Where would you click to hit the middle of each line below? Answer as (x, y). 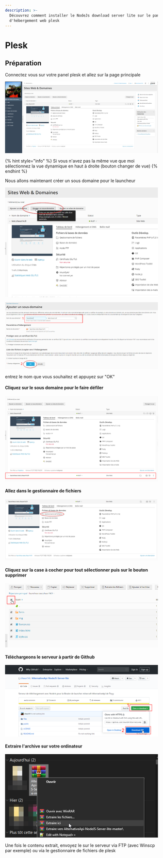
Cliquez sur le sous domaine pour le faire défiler (54, 388)
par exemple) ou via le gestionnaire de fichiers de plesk (60, 851)
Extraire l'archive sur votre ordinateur (44, 746)
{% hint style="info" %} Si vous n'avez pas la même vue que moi (70, 161)
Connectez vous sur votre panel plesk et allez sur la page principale (73, 75)
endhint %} (16, 171)
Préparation (23, 63)
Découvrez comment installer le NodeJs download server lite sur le (80, 15)
